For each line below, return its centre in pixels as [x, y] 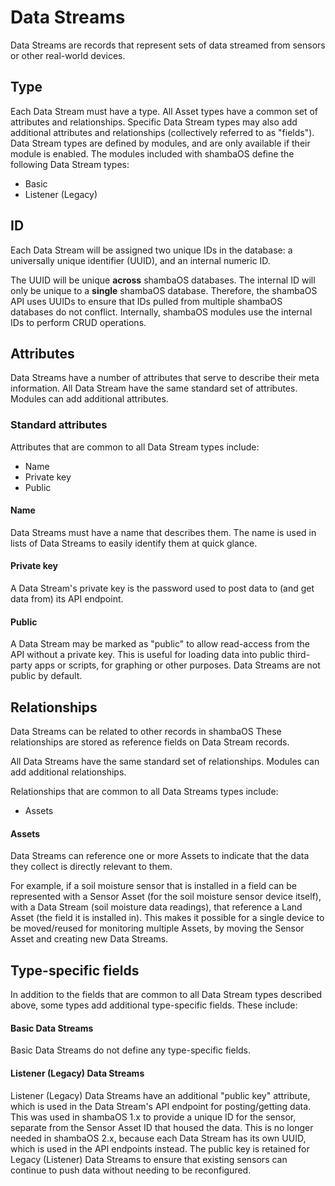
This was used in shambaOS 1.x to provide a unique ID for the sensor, [153, 1117]
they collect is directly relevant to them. [91, 867]
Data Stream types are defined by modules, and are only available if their [160, 143]
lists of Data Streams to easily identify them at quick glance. [134, 543]
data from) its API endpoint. [67, 599]
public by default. [46, 676]
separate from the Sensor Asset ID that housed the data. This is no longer [162, 1127]
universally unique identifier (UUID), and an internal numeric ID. [140, 260]
